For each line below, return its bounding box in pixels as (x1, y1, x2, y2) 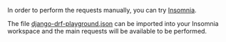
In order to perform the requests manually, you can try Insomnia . (7, 6, 197, 14)
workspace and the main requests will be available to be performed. (7, 27, 207, 35)
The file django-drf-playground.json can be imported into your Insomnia (7, 20, 219, 27)
